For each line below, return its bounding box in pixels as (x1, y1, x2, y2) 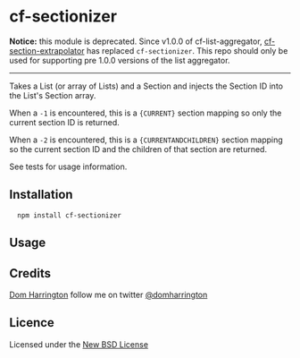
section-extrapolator (9, 45, 85, 55)
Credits (9, 266, 52, 281)
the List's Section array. (9, 89, 96, 100)
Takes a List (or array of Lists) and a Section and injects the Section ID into (9, 81, 284, 91)
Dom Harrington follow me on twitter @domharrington (9, 289, 208, 300)
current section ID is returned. (9, 116, 120, 127)
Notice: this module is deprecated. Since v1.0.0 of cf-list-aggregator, (9, 36, 262, 47)
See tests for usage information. (9, 161, 128, 172)
